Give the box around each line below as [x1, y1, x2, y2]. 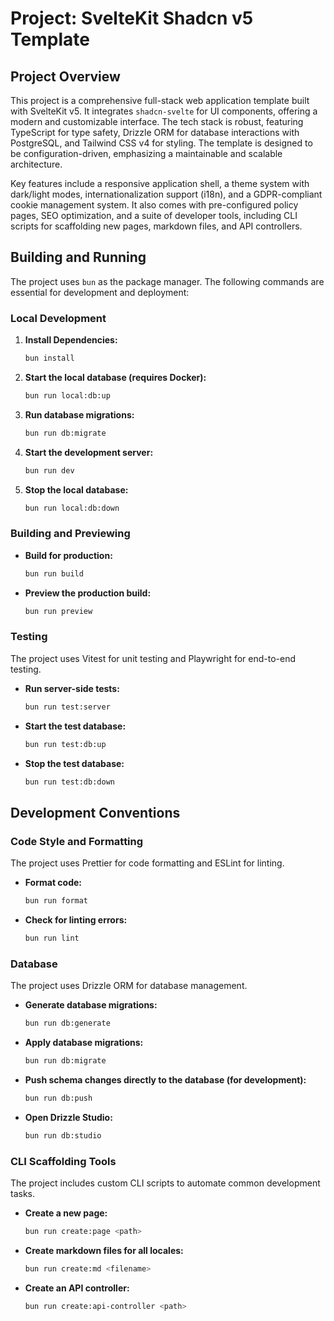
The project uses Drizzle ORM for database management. [10, 980, 248, 992]
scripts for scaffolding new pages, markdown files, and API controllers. [10, 220, 303, 232]
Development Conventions [10, 804, 181, 821]
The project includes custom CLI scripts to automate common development [10, 1177, 321, 1189]
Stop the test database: [24, 757, 125, 769]
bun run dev [24, 465, 75, 476]
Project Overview [10, 68, 121, 85]
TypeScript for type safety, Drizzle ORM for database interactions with [10, 127, 300, 138]
